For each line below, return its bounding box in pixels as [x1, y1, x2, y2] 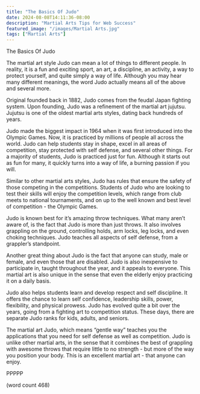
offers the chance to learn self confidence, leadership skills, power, [6, 295, 173, 303]
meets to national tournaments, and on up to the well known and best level [6, 197, 191, 204]
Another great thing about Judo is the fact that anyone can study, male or [6, 252, 189, 259]
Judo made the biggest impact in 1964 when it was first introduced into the [6, 128, 193, 135]
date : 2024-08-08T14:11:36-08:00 [6, 14, 90, 20]
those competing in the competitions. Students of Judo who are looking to [6, 184, 191, 191]
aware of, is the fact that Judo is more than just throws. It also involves [6, 221, 181, 229]
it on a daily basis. [6, 277, 51, 285]
